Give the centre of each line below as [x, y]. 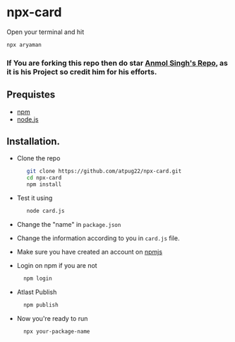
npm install [44, 184]
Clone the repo [38, 158]
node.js [28, 119]
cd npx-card [44, 178]
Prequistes [31, 95]
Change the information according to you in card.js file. [98, 238]
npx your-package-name [57, 331]
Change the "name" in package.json [69, 224]
